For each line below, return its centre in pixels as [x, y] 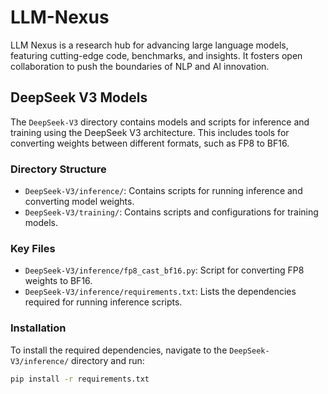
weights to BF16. [58, 281]
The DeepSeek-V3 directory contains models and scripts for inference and [160, 122]
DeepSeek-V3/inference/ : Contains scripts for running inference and [163, 191]
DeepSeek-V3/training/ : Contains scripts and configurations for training [171, 212]
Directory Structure [58, 169]
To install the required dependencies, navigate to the [119, 350]
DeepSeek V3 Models [79, 97]
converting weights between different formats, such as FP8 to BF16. [150, 143]
